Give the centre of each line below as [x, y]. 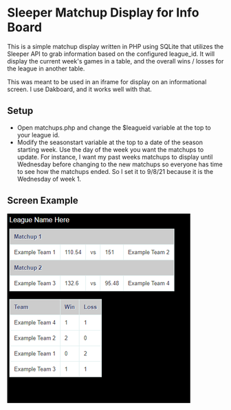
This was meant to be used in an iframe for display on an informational [107, 81]
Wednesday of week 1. [49, 179]
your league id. [38, 135]
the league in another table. [46, 68]
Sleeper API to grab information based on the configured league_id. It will [111, 54]
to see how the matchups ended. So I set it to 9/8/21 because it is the [115, 171]
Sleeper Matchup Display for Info [103, 13]
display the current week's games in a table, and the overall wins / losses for [115, 61]
